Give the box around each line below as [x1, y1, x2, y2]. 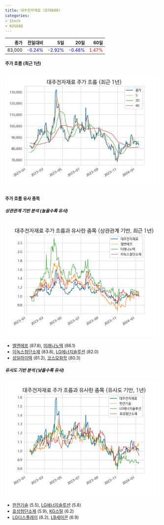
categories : [5, 13, 29, 18]
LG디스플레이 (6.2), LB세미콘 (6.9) [12, 515, 79, 521]
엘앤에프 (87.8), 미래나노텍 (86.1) [12, 343, 76, 349]
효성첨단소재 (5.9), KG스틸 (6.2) [12, 508, 74, 514]
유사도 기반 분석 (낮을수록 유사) [5, 367, 64, 373]
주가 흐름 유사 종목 [5, 196, 40, 201]
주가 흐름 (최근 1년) [5, 61, 41, 66]
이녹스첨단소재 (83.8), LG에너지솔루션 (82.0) [12, 349, 99, 355]
